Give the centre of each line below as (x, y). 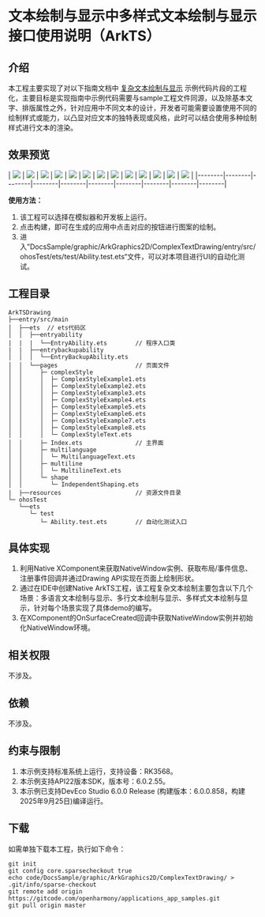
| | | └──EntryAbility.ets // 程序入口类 (92, 343)
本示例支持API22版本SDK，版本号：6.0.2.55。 (95, 781)
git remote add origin (45, 891)
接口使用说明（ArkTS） (84, 36)
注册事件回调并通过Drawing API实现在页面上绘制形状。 (109, 579)
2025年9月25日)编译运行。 (63, 801)
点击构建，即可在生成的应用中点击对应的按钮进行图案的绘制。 (120, 227)
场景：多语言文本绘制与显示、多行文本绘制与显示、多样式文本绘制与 (130, 598)
